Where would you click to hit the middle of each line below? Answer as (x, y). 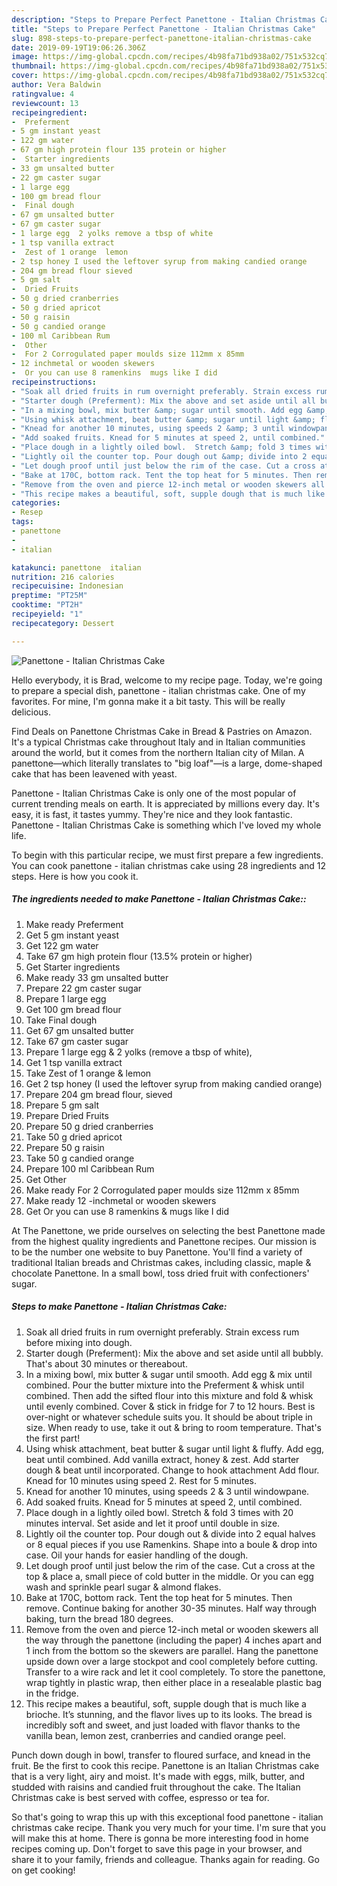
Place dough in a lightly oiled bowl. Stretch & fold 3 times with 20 (159, 1512)
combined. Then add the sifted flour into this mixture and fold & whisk (169, 1395)
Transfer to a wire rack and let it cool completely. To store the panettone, (175, 1672)
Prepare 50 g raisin (65, 1147)
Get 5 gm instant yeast (72, 935)
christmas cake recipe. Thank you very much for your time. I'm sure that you (169, 1827)
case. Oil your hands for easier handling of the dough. (137, 1555)
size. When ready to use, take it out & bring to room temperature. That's (174, 1427)
